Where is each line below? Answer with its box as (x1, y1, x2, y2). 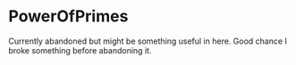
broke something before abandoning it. (8, 45, 152, 55)
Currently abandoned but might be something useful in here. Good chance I (8, 36, 288, 46)
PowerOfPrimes (8, 6, 129, 27)
